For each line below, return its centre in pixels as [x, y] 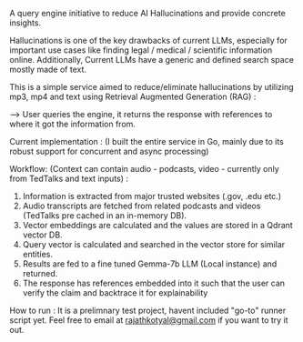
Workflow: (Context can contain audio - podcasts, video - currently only [144, 169]
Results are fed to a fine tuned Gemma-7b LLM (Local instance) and [150, 264]
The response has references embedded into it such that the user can [153, 283]
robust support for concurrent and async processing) [109, 151]
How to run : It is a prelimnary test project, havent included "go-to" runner [148, 310]
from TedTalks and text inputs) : [69, 178]
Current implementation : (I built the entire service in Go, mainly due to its [146, 141]
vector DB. [42, 235]
